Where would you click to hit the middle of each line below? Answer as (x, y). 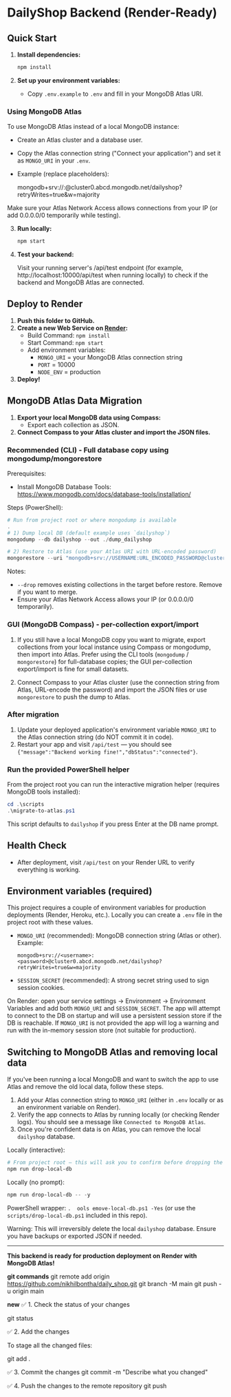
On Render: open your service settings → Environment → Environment (107, 1001)
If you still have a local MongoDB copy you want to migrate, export (111, 639)
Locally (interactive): (36, 1150)
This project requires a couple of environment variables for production (107, 908)
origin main (29, 1291)
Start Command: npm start (65, 342)
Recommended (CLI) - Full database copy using (88, 450)
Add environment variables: (66, 350)
